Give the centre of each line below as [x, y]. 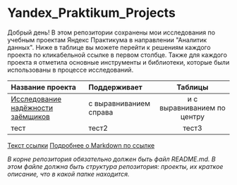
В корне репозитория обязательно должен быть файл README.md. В [112, 159]
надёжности [32, 108]
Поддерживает [115, 87]
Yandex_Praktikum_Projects [92, 13]
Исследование [36, 98]
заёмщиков [31, 116]
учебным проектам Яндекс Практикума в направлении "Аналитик [107, 39]
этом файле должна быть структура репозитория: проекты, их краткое [115, 166]
